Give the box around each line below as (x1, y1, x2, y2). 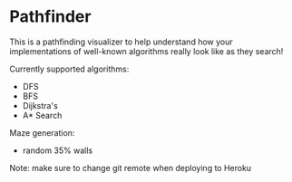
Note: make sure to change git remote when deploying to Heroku (9, 162, 252, 173)
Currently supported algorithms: (9, 63, 130, 74)
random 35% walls (22, 145, 93, 156)
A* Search (22, 110, 63, 120)
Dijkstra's (22, 100, 59, 110)
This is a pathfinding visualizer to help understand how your (9, 36, 233, 47)
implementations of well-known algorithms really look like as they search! (9, 45, 284, 56)
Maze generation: (9, 127, 75, 138)
